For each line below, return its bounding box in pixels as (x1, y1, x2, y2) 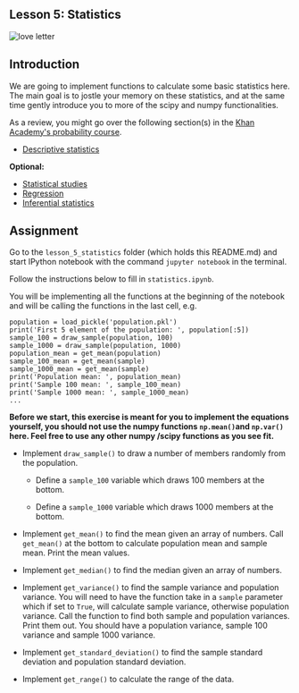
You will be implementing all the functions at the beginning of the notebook (9, 291, 286, 302)
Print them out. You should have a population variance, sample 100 (21, 621, 268, 631)
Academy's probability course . (9, 126, 122, 137)
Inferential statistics (21, 197, 96, 208)
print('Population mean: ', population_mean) (9, 373, 181, 382)
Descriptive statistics (21, 143, 100, 155)
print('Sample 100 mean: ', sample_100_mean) (9, 380, 181, 390)
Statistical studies (21, 178, 87, 189)
